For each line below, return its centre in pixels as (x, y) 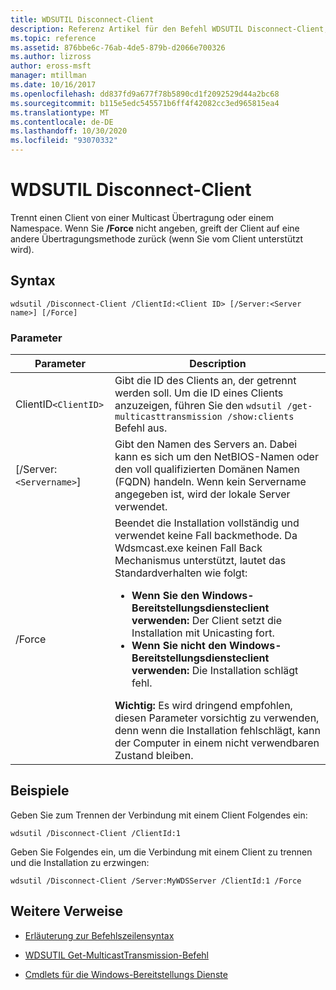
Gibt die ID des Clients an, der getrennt (205, 381)
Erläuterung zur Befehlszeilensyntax (99, 935)
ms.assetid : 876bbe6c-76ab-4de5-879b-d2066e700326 (118, 47)
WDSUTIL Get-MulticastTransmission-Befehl (116, 955)
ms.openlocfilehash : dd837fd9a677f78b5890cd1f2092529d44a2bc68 (145, 94)
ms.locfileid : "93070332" (64, 141)
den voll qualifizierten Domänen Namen (207, 469)
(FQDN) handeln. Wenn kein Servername (210, 482)
